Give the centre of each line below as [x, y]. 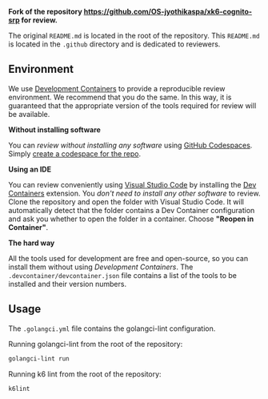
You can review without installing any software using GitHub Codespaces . [130, 145]
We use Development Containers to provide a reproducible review [117, 88]
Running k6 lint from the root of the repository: [85, 374]
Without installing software [55, 129]
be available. [29, 114]
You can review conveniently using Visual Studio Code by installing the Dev [132, 184]
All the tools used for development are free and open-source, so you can [128, 258]
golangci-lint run [39, 359]
